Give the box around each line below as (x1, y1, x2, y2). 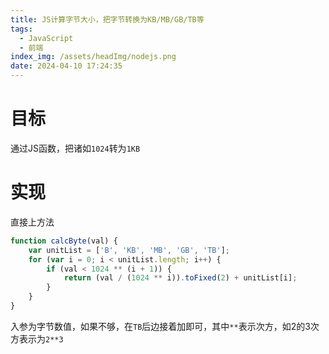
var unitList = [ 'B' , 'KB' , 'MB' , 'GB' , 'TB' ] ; (28, 245, 230, 255)
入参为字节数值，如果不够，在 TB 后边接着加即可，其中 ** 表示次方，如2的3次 (10, 320, 320, 332)
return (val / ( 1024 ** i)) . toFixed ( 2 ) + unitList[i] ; (63, 273, 298, 283)
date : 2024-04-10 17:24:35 (10, 61, 123, 71)
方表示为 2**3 (10, 332, 64, 345)
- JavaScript (19, 33, 74, 43)
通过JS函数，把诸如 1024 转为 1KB (10, 142, 141, 154)
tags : (10, 24, 33, 34)
